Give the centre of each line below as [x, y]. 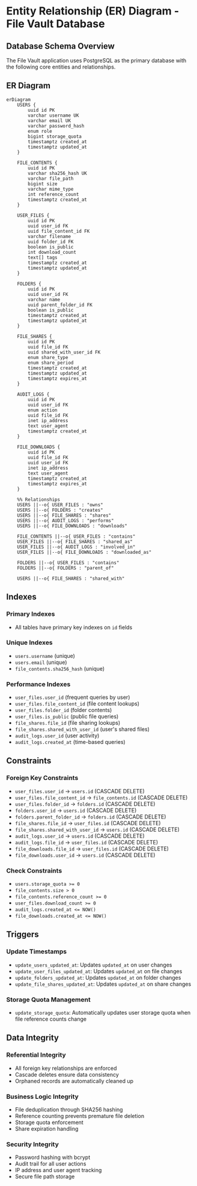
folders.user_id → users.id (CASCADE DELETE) [76, 810]
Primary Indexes [31, 614]
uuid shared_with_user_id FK [64, 352]
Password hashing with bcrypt [53, 1157]
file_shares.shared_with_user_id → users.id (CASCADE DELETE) [97, 829]
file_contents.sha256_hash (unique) [60, 668]
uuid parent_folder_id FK [60, 305]
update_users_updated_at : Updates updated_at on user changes [93, 965]
